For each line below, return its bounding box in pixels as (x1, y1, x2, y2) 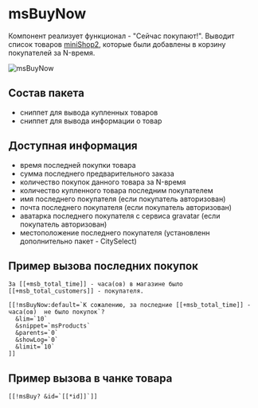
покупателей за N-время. (8, 48, 96, 57)
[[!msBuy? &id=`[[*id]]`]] (8, 393, 98, 401)
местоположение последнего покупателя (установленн (19, 227, 210, 237)
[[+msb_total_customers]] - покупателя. (8, 287, 145, 295)
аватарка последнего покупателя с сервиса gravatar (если (19, 211, 221, 220)
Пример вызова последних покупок (8, 259, 199, 273)
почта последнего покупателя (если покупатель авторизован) (19, 202, 233, 212)
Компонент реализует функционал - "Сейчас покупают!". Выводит (8, 31, 235, 41)
